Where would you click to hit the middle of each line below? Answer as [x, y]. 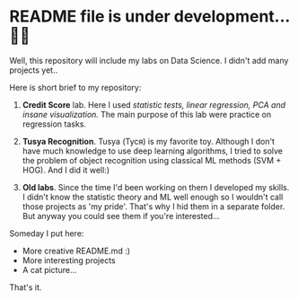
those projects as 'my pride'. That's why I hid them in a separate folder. [153, 206]
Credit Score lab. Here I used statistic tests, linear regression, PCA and [154, 104]
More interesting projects [69, 260]
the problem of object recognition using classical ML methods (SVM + [152, 160]
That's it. [26, 287]
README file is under [90, 17]
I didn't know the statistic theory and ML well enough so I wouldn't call [153, 197]
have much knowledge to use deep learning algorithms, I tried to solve [153, 151]
